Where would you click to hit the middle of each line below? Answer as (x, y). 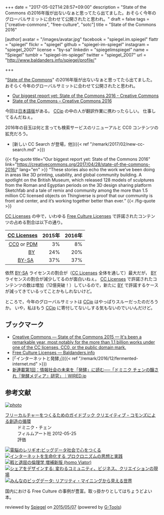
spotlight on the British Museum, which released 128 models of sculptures (80, 180)
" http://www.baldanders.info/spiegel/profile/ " (51, 60)
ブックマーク (24, 325)
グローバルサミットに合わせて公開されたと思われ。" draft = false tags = (77, 19)
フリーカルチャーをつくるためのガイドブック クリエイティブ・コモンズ (76, 415)
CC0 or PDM (23, 244)
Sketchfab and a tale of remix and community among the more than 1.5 (76, 190)
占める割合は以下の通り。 (39, 222)
